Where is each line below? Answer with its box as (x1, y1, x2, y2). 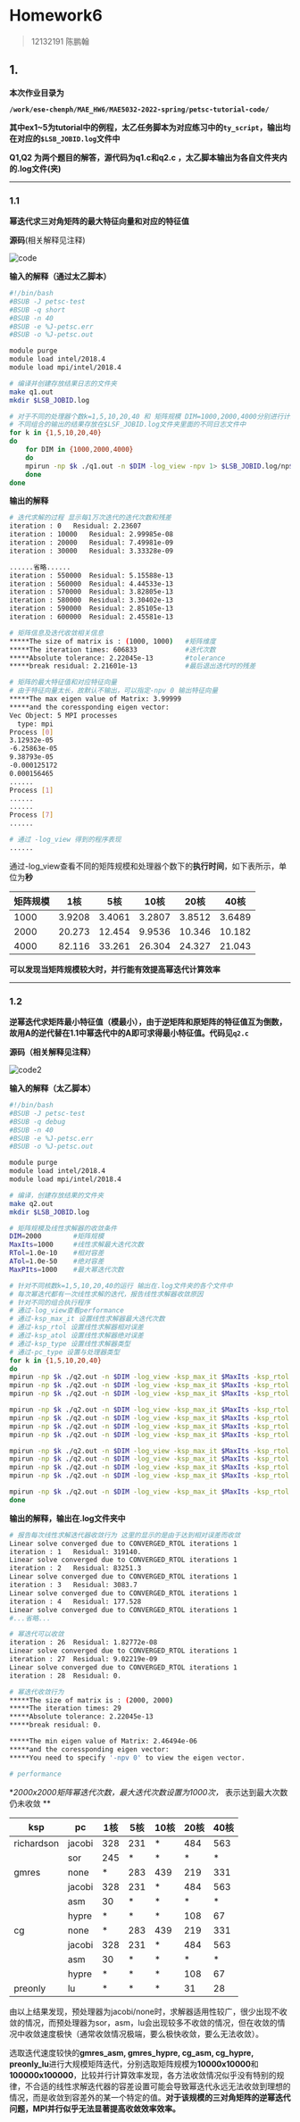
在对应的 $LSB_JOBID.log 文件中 (9, 133, 121, 144)
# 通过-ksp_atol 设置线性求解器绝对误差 (9, 1331, 145, 1340)
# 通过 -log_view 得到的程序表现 (9, 836, 122, 845)
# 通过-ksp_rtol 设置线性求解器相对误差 (9, 1323, 145, 1332)
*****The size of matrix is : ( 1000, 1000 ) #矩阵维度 (9, 637, 216, 645)
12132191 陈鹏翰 (30, 36, 89, 46)
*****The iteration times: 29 (9, 1704, 122, 1713)
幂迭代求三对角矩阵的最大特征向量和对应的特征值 (9, 216, 189, 227)
